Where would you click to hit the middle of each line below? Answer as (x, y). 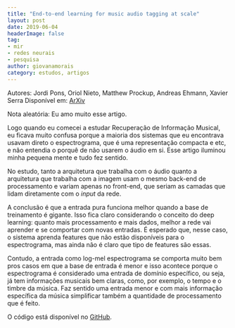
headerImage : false (36, 33)
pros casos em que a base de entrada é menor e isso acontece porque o (113, 265)
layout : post (26, 20)
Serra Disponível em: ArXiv (46, 100)
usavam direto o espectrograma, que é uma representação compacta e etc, (117, 142)
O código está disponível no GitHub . (60, 317)
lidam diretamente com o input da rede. (64, 194)
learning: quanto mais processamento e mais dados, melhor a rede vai (109, 222)
